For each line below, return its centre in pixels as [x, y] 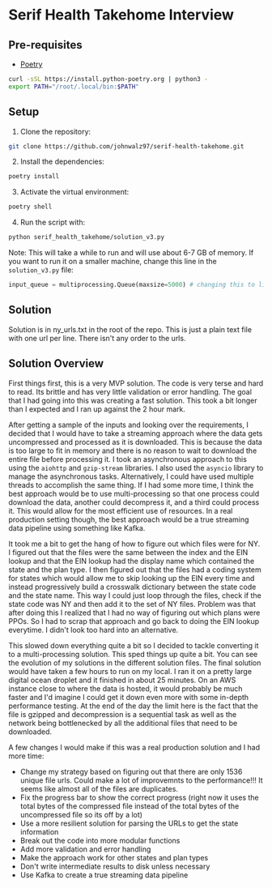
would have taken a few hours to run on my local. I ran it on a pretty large [130, 671]
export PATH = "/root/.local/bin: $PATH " [74, 87]
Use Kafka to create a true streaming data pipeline [104, 875]
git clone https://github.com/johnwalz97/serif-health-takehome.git [126, 146]
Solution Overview [56, 363]
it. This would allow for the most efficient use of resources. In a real [121, 510]
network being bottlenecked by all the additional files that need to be [123, 723]
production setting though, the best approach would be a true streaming [129, 519]
